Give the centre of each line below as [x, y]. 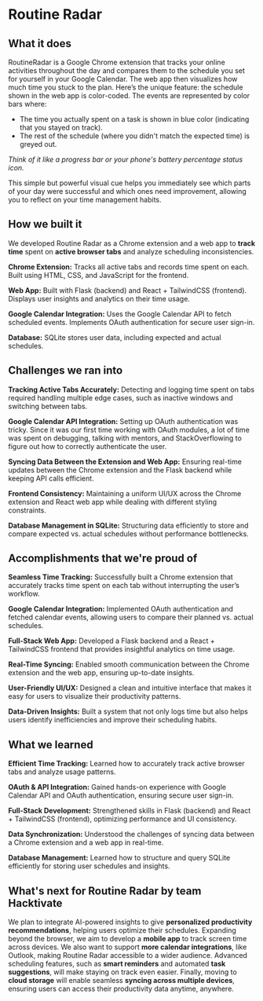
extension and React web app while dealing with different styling [113, 502]
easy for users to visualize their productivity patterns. [95, 696]
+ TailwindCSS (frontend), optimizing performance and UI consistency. [122, 819]
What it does [40, 44]
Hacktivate [35, 903]
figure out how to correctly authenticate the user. [88, 446]
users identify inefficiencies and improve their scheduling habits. [113, 720]
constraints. [27, 510]
